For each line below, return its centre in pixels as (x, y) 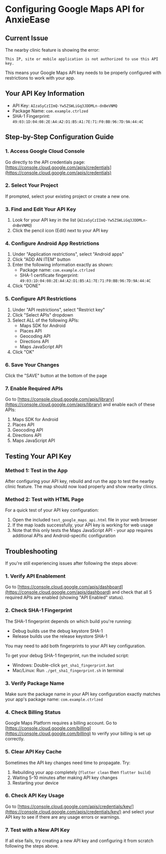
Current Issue (27, 38)
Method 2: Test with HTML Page (45, 499)
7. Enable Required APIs (34, 388)
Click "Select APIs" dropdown (43, 315)
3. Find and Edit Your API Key (41, 209)
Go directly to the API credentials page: (45, 162)
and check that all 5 (132, 592)
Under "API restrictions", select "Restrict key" (58, 310)
